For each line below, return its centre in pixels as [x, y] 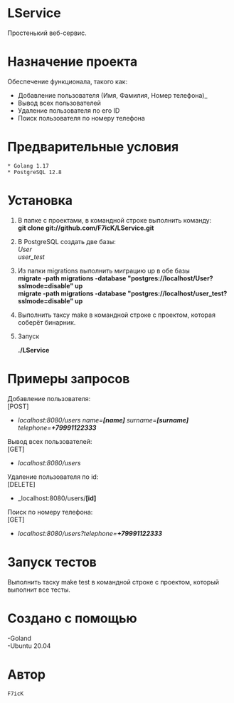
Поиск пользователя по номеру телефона [81, 118]
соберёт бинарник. [47, 322]
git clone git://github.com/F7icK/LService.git [86, 228]
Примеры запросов [69, 379]
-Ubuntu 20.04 [29, 646]
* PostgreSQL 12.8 [34, 172]
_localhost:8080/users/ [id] [57, 498]
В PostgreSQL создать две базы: [67, 241]
